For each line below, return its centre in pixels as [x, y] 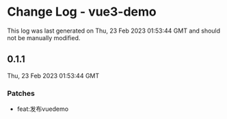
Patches [21, 93]
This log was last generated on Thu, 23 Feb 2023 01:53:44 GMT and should [114, 31]
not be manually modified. [44, 37]
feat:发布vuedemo [43, 109]
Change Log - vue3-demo [82, 12]
